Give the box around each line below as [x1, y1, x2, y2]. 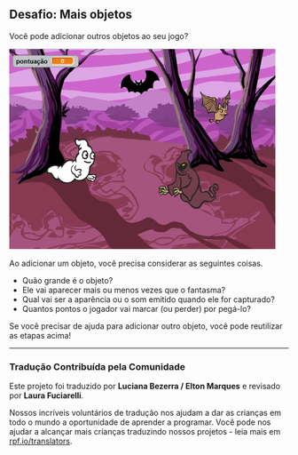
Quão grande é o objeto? [21, 275, 114, 285]
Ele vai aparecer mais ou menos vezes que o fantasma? [21, 284, 226, 295]
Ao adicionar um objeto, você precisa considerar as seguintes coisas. [9, 258, 263, 268]
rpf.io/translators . [9, 435, 73, 447]
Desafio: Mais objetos [9, 7, 133, 22]
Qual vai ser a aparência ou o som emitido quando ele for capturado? [21, 293, 275, 305]
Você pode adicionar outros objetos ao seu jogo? [9, 30, 189, 41]
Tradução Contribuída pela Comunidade [9, 360, 186, 372]
